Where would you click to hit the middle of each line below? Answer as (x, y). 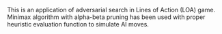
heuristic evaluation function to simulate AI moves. (78, 24)
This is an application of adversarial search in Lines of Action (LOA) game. (111, 10)
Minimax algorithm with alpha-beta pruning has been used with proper (106, 17)
